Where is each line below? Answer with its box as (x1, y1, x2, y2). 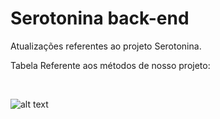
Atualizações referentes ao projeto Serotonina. (10, 40, 202, 52)
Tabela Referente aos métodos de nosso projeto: (10, 59, 211, 71)
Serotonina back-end (10, 7, 190, 30)
